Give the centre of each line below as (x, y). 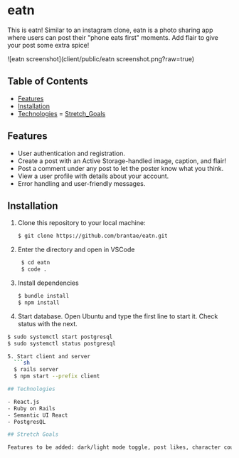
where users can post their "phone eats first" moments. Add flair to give (113, 37)
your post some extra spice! (48, 45)
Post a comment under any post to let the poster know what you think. (121, 168)
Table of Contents (48, 82)
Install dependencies (48, 283)
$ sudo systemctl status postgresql (62, 343)
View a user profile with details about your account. (93, 176)
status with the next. (48, 323)
